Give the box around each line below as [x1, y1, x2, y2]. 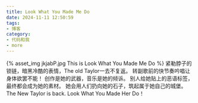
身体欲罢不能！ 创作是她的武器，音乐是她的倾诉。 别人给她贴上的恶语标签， [6, 75, 193, 82]
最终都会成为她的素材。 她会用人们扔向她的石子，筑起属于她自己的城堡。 [6, 82, 187, 89]
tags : [6, 20, 20, 26]
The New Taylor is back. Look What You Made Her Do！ [6, 90, 145, 97]
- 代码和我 [6, 37, 30, 43]
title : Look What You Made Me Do [6, 8, 90, 15]
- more [6, 43, 23, 49]
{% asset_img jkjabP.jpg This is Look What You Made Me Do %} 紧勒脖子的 [6, 60, 192, 67]
